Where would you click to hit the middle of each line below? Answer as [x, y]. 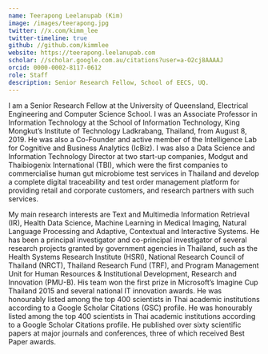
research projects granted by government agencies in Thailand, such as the [133, 248]
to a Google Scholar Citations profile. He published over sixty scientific [125, 324]
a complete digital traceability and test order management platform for [124, 181]
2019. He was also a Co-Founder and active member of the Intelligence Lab [133, 139]
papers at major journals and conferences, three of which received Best [127, 333]
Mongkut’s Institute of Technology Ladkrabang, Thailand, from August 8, [128, 131]
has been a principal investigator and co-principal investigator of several [128, 240]
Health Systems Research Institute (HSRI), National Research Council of [126, 257]
